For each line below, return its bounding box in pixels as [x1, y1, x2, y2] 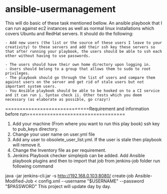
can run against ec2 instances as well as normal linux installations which [5, 25, 154, 31]
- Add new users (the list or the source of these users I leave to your [5, 40, 162, 45]
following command [12, 163, 53, 169]
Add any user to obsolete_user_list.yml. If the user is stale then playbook [12, 136, 162, 143]
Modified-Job [5, 178, 33, 184]
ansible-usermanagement [5, 3, 116, 15]
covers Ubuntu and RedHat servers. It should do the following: [5, 30, 133, 36]
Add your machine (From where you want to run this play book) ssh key [12, 121, 160, 127]
